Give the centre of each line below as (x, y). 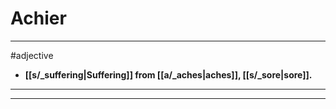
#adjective (32, 55)
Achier (38, 18)
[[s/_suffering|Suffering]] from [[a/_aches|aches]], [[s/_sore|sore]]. (168, 74)
